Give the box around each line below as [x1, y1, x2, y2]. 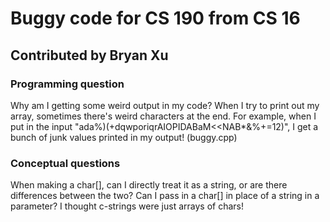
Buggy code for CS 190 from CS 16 [10, 7, 301, 30]
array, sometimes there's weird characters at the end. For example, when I [10, 110, 317, 122]
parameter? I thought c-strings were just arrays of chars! [10, 200, 244, 212]
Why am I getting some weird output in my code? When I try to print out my [10, 99, 320, 111]
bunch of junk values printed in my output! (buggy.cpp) [10, 131, 238, 143]
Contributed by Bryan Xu [10, 47, 169, 64]
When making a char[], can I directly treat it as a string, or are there [10, 179, 288, 191]
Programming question [10, 77, 125, 91]
